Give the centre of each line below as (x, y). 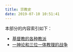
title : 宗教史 (18, 9)
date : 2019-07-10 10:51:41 (32, 14)
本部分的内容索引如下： (28, 28)
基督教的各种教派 (29, 39)
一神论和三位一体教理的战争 (40, 44)
